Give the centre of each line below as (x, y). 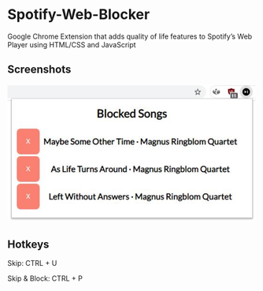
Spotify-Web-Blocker (79, 15)
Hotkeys (28, 244)
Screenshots (39, 70)
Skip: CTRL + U (32, 263)
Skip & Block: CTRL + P (45, 278)
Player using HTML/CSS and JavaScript (72, 44)
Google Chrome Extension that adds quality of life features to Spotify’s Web (130, 36)
